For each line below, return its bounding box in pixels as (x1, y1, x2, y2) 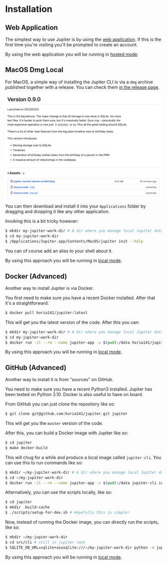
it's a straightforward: (5, 300, 49, 306)
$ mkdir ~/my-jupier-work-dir (5, 535, 68, 540)
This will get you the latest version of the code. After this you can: (5, 319, 140, 325)
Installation (5, 3, 53, 15)
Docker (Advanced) (5, 272, 67, 280)
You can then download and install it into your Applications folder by (5, 203, 146, 209)
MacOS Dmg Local (5, 66, 64, 74)
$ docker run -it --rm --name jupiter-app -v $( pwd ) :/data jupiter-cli (5, 481, 157, 485)
